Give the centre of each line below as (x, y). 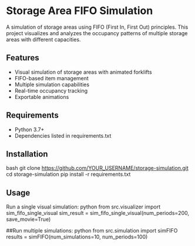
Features (23, 58)
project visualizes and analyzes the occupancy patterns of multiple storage (97, 33)
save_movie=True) (28, 219)
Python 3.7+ (29, 129)
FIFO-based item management (52, 78)
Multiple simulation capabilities (52, 84)
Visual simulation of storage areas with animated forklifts (83, 72)
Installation (27, 154)
